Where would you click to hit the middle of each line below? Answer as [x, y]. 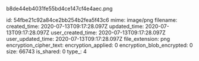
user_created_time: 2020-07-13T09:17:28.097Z [108, 33]
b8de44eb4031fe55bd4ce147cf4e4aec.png [59, 9]
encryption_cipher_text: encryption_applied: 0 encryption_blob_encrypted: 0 [99, 45]
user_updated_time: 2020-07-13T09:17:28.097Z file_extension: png [88, 39]
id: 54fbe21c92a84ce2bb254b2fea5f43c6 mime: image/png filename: [92, 20]
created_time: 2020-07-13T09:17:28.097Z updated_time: [75, 26]
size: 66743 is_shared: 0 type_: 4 [47, 52]
